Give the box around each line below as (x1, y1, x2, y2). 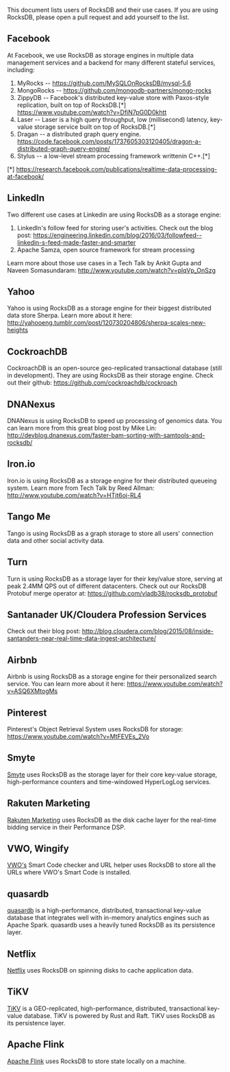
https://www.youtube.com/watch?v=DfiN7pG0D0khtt (16, 108, 167, 116)
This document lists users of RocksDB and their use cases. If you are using (7, 6, 218, 14)
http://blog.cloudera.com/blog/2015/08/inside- (81, 627, 214, 635)
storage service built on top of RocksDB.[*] (34, 123, 156, 131)
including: (7, 65, 36, 74)
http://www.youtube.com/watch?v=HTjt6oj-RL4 (7, 491, 142, 499)
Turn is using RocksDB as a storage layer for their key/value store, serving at (7, 574, 222, 583)
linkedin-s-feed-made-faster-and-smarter (16, 238, 136, 246)
